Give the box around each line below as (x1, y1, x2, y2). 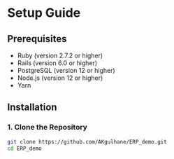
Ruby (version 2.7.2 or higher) (17, 51, 103, 60)
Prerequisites (7, 33, 67, 45)
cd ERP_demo (7, 145, 42, 152)
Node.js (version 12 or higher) (17, 74, 103, 82)
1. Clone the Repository (7, 123, 87, 132)
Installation (7, 102, 57, 113)
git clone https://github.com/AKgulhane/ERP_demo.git (7, 138, 168, 145)
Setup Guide (7, 5, 81, 21)
